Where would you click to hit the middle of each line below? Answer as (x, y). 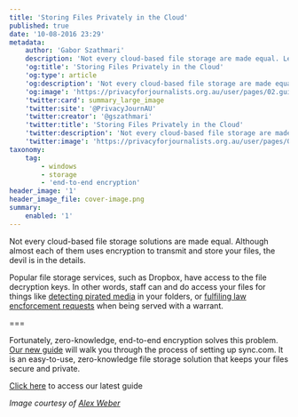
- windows (59, 166)
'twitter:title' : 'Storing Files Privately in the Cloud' (134, 125)
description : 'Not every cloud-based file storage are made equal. (152, 59)
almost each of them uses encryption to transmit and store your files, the (142, 251)
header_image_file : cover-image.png (77, 200)
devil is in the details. (47, 260)
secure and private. (45, 368)
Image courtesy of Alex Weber (65, 403)
